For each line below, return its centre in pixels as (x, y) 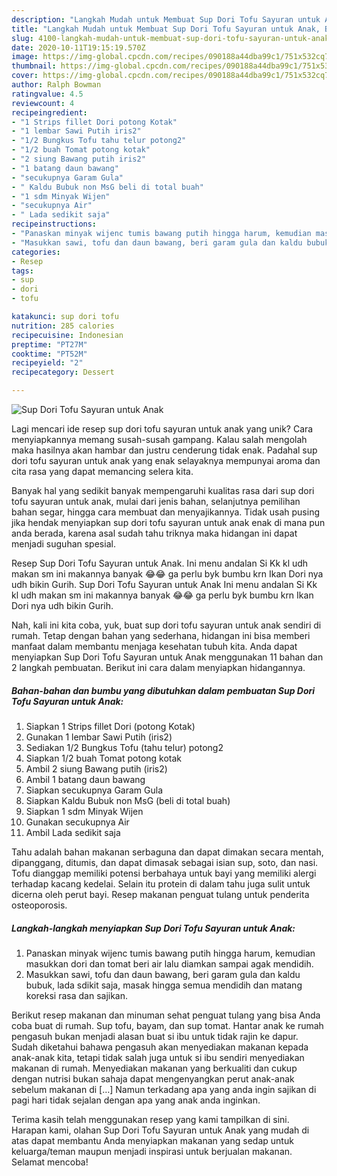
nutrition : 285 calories (63, 326)
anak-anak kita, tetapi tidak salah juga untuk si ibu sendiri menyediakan (158, 1057)
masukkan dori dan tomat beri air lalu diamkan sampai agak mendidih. (169, 963)
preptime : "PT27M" (49, 344)
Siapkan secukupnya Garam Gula (94, 790)
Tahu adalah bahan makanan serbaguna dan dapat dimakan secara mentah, (167, 852)
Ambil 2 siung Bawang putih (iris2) (96, 768)
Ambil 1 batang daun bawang (85, 779)
